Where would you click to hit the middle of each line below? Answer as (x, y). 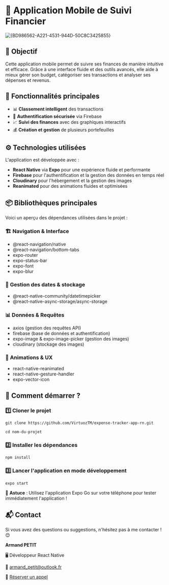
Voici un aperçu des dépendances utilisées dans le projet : (67, 218)
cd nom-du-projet (24, 432)
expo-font (23, 266)
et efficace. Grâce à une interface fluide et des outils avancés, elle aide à (82, 69)
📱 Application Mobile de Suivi (68, 10)
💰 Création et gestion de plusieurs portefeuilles (63, 129)
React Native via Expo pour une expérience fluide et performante (81, 170)
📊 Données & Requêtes (35, 315)
